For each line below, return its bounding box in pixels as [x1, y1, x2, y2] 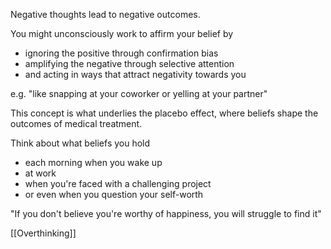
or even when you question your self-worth [24, 189, 204, 200]
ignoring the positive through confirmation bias [24, 47, 219, 59]
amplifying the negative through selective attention [24, 58, 235, 69]
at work [24, 167, 57, 179]
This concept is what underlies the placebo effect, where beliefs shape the [10, 107, 319, 119]
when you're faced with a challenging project [24, 178, 212, 189]
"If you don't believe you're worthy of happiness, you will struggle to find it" [10, 208, 322, 219]
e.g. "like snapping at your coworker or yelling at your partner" [10, 88, 268, 99]
